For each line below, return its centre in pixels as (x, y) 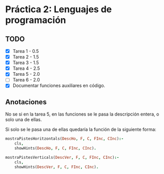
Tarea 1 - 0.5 (26, 51)
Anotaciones (26, 102)
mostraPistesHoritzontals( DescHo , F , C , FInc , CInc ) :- (64, 139)
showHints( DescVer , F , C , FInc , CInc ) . (57, 167)
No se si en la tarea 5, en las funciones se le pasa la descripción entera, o (82, 114)
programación (36, 20)
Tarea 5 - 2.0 (26, 74)
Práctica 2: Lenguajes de (59, 9)
